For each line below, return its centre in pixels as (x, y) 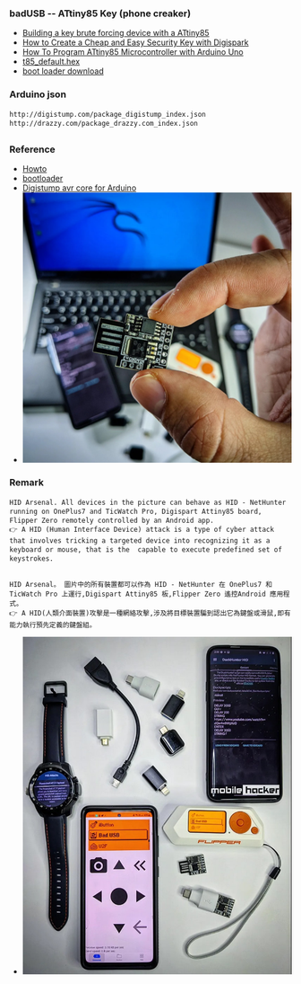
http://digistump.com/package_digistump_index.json (107, 114)
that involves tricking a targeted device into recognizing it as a (140, 541)
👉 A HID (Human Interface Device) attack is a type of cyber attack (142, 529)
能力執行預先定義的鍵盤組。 (53, 625)
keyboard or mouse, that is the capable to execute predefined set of (146, 550)
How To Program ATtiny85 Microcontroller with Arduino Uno (133, 52)
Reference (32, 149)
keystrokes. (31, 558)
